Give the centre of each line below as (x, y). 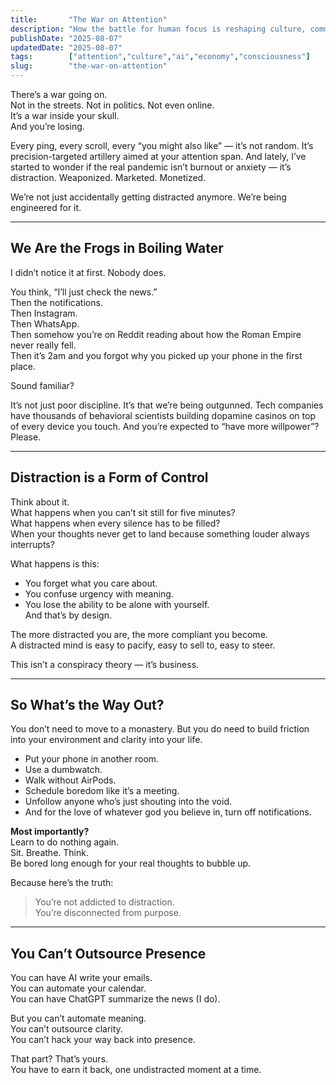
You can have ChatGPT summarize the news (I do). (115, 999)
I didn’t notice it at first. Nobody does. (88, 272)
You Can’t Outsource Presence (108, 953)
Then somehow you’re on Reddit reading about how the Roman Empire (156, 334)
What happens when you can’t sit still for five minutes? (123, 512)
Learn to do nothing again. (65, 842)
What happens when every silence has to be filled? (115, 523)
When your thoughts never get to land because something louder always (160, 533)
